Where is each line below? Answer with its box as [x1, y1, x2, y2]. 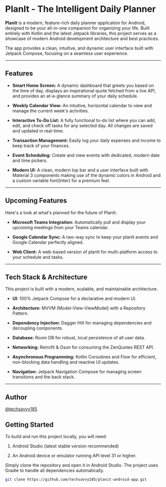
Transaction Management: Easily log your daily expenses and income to [12, 137, 161, 143]
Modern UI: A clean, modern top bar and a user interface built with [12, 167, 149, 173]
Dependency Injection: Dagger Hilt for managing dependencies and [12, 320, 152, 326]
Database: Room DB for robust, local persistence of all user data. [12, 335, 146, 341]
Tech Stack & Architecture [5, 273, 88, 281]
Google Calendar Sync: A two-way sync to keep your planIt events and [12, 234, 158, 240]
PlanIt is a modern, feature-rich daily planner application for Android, [5, 20, 146, 26]
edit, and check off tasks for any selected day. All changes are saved [12, 122, 153, 128]
